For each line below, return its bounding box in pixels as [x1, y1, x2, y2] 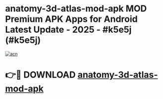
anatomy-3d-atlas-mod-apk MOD [5, 3, 147, 14]
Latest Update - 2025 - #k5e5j [5, 24, 132, 35]
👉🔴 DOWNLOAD [5, 69, 76, 81]
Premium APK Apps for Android [5, 13, 138, 25]
